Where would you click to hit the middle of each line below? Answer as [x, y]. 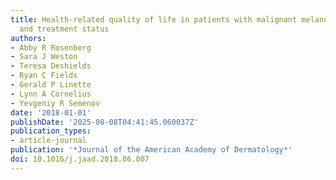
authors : [28, 38]
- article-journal [48, 141]
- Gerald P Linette [51, 85]
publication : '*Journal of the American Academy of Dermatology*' [151, 150]
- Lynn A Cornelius [51, 94]
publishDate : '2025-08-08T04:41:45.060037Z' [104, 122]
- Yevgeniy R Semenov [55, 103]
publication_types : [51, 131]
